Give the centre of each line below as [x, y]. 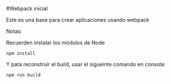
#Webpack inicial [27, 9]
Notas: [14, 31]
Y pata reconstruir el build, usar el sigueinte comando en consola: [86, 64]
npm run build [24, 75]
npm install [21, 53]
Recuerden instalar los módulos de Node [55, 43]
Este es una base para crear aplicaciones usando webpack [78, 20]
